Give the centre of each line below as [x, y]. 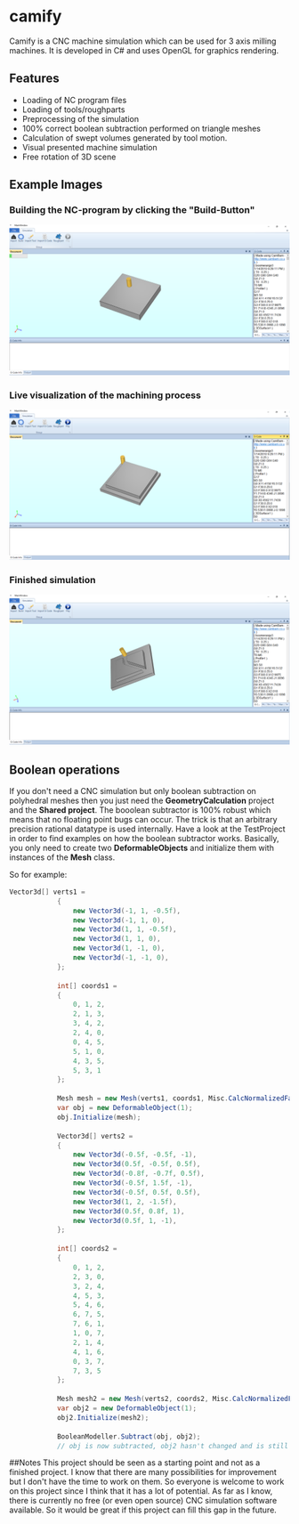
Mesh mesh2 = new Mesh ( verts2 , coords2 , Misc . [145, 1399]
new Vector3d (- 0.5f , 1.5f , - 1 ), [133, 1183]
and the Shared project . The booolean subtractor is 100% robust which [140, 810]
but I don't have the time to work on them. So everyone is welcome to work [147, 1482]
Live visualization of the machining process [105, 395]
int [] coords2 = [87, 1249]
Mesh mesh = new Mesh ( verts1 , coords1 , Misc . [142, 1098]
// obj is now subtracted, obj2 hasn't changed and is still [173, 1446]
